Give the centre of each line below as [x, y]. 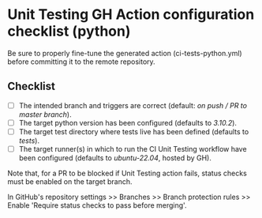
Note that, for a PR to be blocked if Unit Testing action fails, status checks [127, 173]
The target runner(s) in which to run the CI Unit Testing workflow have [133, 148]
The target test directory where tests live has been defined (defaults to [134, 131]
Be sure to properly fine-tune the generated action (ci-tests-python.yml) [125, 53]
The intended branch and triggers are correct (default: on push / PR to [133, 105]
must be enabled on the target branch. [70, 182]
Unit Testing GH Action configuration [131, 15]
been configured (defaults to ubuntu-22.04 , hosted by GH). [115, 158]
